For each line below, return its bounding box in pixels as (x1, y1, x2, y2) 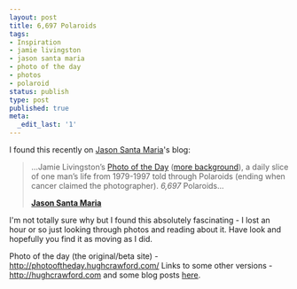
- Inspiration (9, 37, 62, 47)
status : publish (9, 87, 69, 96)
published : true (9, 104, 69, 113)
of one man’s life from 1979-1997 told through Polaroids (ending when (30, 171, 285, 182)
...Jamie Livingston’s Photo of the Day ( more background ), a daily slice (30, 161, 289, 172)
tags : (9, 29, 29, 38)
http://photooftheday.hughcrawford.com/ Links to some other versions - (9, 261, 273, 270)
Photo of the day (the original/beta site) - (9, 251, 159, 262)
